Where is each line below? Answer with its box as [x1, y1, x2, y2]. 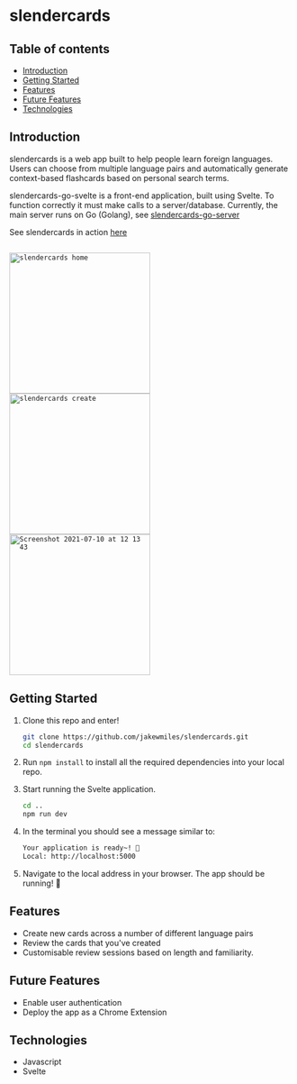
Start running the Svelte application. [22, 784, 156, 795]
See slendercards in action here [9, 226, 128, 237]
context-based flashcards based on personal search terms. [9, 172, 229, 183]
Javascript [22, 1056, 62, 1068]
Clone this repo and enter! [22, 715, 120, 725]
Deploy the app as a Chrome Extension [22, 1007, 167, 1017]
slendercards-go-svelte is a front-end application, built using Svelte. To [9, 190, 274, 201]
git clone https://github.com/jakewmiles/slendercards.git [22, 732, 249, 742]
